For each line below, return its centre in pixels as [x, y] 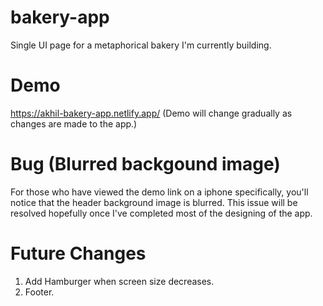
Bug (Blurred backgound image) [145, 164]
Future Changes [78, 253]
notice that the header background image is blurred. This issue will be [154, 202]
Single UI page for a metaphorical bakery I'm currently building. [141, 45]
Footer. [39, 292]
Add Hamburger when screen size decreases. [119, 281]
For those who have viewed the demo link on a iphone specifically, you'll [159, 192]
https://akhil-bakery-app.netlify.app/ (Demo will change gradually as [151, 113]
